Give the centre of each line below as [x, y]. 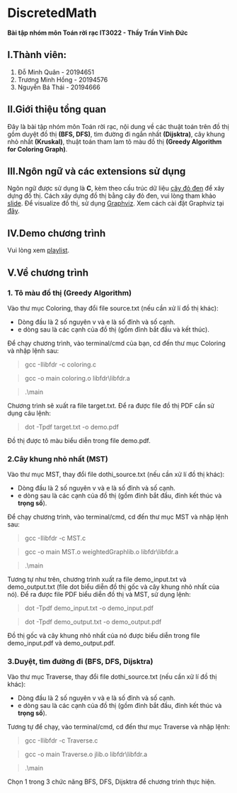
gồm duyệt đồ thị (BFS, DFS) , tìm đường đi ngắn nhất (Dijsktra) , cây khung [116, 134]
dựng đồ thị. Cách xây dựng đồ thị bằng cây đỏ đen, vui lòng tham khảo [112, 196]
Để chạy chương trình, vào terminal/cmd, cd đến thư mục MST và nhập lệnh [118, 517]
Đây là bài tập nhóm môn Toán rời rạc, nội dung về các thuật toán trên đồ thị [118, 126]
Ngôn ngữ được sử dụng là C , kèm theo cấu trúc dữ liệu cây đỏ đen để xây [116, 189]
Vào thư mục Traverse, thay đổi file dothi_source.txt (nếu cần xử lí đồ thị [112, 677]
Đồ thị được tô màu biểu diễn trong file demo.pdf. [79, 440]
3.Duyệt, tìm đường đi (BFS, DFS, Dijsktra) [80, 662]
